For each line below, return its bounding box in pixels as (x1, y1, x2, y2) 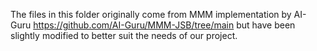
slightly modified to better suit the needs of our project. (10, 30, 238, 41)
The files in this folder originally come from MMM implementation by (10, 9, 292, 20)
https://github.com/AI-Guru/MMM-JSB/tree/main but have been (33, 19, 296, 31)
